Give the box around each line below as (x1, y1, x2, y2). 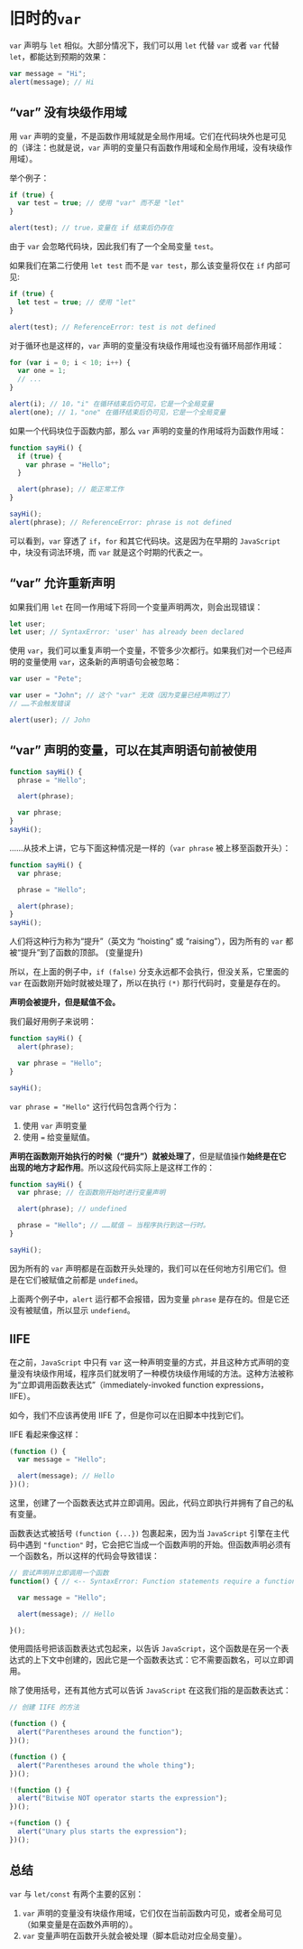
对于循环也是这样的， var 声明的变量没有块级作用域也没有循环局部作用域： (9, 340, 285, 350)
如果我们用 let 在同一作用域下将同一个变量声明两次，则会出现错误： (9, 601, 263, 612)
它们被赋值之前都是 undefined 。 (24, 1274, 143, 1285)
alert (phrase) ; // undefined (17, 1205, 127, 1214)
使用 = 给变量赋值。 (22, 1131, 95, 1142)
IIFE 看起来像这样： (9, 1429, 81, 1440)
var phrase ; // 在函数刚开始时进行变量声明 (17, 1189, 166, 1198)
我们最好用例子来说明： (9, 1016, 96, 1027)
